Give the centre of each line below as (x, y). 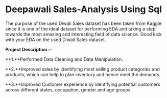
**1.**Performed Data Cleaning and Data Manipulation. (64, 59)
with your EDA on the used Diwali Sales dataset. (56, 40)
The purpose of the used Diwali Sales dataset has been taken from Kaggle (83, 23)
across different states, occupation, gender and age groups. (68, 89)
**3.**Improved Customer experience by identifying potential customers (83, 84)
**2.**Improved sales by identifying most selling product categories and (82, 69)
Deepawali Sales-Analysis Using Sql (84, 9)
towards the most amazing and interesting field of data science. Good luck (83, 34)
